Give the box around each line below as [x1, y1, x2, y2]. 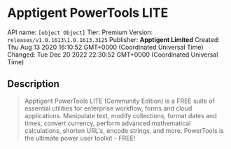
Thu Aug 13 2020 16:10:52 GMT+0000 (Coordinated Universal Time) [7, 43, 204, 51]
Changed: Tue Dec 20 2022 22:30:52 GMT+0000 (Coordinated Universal [7, 50, 218, 59]
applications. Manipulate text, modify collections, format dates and [24, 111, 217, 120]
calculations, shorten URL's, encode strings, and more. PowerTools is [24, 126, 224, 134]
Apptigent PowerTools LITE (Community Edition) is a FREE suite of [24, 97, 216, 105]
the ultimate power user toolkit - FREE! [24, 134, 136, 142]
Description [7, 78, 59, 90]
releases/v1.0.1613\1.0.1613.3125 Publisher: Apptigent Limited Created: [7, 35, 220, 43]
